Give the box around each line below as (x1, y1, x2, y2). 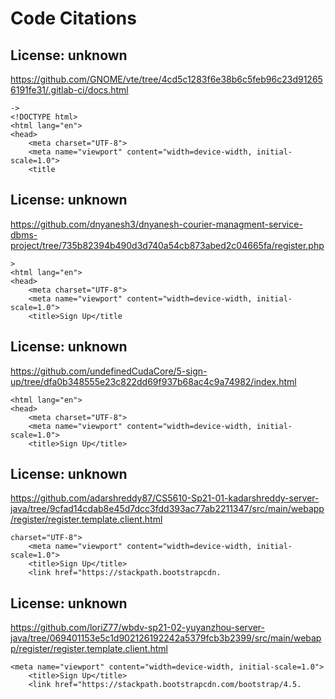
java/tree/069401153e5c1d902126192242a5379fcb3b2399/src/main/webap (10, 632, 322, 644)
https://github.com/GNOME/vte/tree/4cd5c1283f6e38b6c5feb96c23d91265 (10, 73, 323, 85)
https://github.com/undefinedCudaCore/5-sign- (10, 365, 208, 377)
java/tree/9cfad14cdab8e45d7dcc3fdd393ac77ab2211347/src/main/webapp (10, 503, 325, 515)
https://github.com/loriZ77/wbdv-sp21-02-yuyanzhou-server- (10, 622, 265, 634)
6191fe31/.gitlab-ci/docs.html (10, 84, 129, 96)
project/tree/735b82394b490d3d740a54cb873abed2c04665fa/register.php (10, 239, 325, 251)
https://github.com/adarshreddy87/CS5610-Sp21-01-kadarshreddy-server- (10, 492, 320, 504)
